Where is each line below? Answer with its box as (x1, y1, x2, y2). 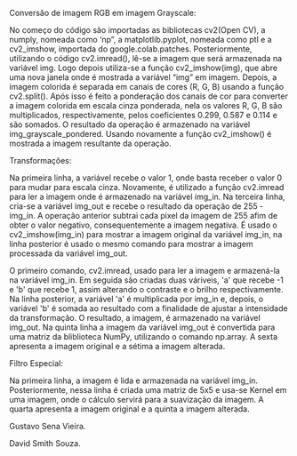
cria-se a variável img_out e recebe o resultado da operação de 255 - (9, 201, 264, 212)
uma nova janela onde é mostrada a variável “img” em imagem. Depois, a (9, 72, 277, 83)
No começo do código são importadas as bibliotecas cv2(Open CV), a (9, 25, 266, 35)
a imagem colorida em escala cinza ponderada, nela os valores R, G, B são (9, 100, 283, 110)
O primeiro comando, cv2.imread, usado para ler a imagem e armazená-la (9, 266, 280, 276)
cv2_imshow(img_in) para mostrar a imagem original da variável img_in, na (9, 229, 283, 239)
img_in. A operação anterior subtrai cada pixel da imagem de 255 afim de (9, 211, 278, 220)
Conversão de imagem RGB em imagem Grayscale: (9, 8, 197, 18)
